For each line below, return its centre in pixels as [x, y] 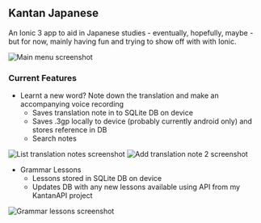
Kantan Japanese [54, 13]
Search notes [54, 139]
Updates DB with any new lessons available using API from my [136, 187]
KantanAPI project [62, 196]
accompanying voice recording [72, 104]
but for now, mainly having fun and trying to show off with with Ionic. [122, 41]
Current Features [43, 78]
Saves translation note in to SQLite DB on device [113, 113]
